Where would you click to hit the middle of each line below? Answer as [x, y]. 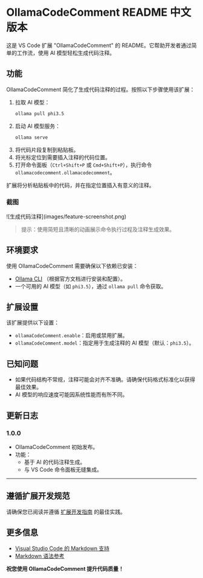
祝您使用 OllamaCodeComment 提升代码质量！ [65, 568]
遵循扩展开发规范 [38, 496]
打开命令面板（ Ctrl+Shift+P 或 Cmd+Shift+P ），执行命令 [83, 165]
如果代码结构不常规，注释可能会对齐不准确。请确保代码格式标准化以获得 [105, 380]
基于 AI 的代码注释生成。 [55, 462]
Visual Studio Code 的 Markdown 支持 [62, 548]
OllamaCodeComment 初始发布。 [56, 446]
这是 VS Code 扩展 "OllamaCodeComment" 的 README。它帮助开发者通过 [99, 45]
